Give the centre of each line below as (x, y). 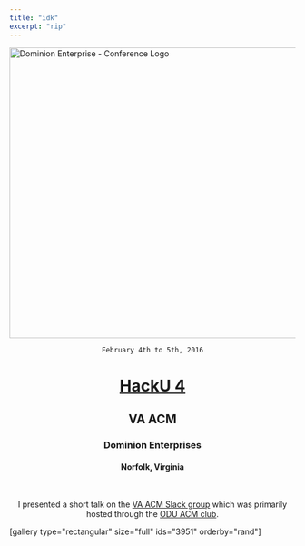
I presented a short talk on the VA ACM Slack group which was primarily (152, 504)
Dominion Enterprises (152, 445)
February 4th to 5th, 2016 (152, 350)
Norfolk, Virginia (152, 467)
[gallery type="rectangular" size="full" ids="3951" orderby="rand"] (135, 531)
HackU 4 (152, 386)
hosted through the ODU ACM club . (152, 514)
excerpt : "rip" (38, 26)
